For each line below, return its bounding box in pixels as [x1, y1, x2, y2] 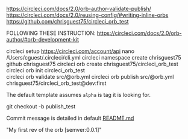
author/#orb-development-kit [6, 36, 80, 43]
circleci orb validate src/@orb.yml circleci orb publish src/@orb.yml [6, 73, 174, 80]
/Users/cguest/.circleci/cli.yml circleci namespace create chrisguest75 [6, 54, 182, 61]
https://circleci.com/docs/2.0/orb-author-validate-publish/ [6, 5, 152, 12]
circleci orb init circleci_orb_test [6, 67, 86, 74]
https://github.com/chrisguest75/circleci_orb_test [6, 18, 129, 25]
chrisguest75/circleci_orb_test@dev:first [6, 79, 107, 87]
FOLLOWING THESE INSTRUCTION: [6, 29, 96, 37]
